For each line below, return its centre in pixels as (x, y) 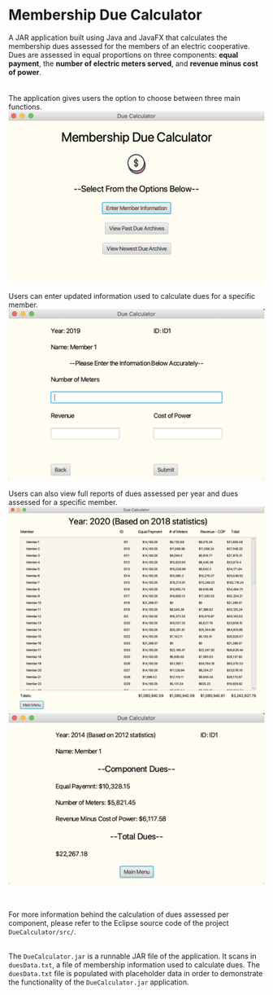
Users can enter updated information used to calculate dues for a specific (132, 296)
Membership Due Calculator (105, 15)
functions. (25, 107)
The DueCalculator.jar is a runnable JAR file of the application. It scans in (132, 956)
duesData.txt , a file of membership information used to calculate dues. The (134, 964)
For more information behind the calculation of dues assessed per (119, 914)
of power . (25, 72)
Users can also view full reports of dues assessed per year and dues (123, 493)
